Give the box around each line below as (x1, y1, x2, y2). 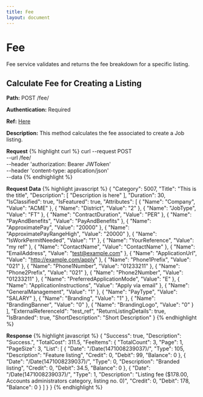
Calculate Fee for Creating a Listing (6, 78, 142, 88)
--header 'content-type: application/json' (6, 167, 109, 175)
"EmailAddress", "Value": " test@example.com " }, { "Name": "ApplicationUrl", (6, 250, 197, 257)
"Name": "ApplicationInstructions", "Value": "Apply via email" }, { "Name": (6, 282, 190, 289)
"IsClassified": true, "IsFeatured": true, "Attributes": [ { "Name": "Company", (6, 198, 196, 205)
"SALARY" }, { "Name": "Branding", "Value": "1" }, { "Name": (6, 295, 156, 302)
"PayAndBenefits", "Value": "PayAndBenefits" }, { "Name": (6, 218, 151, 225)
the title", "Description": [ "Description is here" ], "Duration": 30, (6, 192, 166, 199)
